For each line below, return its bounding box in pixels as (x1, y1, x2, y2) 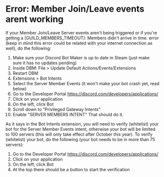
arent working (5, 14, 64, 25)
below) (12, 86, 27, 91)
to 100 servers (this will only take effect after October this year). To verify (5, 131, 153, 137)
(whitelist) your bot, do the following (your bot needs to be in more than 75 (5, 136, 155, 142)
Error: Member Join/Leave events (5, 3, 144, 15)
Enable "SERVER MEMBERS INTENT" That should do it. (12, 111, 123, 117)
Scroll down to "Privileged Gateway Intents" (12, 106, 101, 112)
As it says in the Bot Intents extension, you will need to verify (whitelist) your (5, 121, 159, 127)
